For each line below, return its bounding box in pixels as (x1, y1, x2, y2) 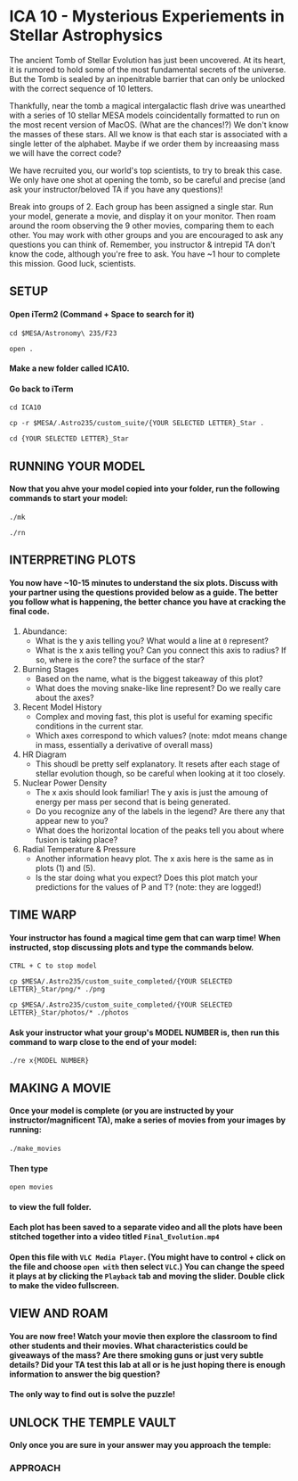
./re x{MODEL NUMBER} (9, 1057, 90, 1065)
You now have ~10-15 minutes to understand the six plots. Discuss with (9, 577, 278, 588)
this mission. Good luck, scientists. (9, 258, 136, 268)
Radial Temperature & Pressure (21, 843, 136, 854)
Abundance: (21, 626, 68, 637)
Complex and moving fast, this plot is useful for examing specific (35, 711, 273, 721)
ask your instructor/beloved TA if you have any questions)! (9, 184, 223, 194)
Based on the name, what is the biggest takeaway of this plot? (35, 673, 263, 684)
